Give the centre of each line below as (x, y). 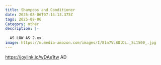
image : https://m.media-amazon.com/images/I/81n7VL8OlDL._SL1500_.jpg (81, 43)
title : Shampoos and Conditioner (40, 10)
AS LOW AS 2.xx (26, 38)
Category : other (22, 24)
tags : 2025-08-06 (23, 19)
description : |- (22, 29)
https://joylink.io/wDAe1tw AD (36, 57)
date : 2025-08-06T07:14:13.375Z (39, 15)
